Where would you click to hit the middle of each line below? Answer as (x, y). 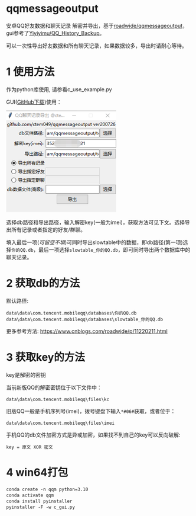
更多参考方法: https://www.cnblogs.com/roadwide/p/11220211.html (87, 331)
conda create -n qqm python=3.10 (47, 489)
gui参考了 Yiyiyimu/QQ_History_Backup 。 (55, 33)
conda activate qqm (30, 495)
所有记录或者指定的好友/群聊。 (48, 229)
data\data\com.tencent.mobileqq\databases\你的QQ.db (71, 313)
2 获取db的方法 (43, 283)
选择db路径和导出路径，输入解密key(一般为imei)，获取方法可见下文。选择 (95, 222)
